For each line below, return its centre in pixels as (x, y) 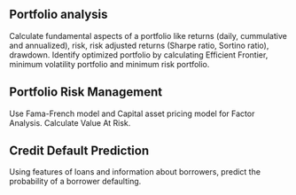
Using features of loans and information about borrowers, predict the (135, 172)
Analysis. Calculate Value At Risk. (70, 122)
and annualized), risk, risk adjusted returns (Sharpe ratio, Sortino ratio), (139, 45)
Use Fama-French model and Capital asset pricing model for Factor (132, 113)
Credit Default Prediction (79, 151)
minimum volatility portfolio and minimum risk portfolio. (109, 64)
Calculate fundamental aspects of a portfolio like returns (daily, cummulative (148, 35)
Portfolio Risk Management (86, 92)
